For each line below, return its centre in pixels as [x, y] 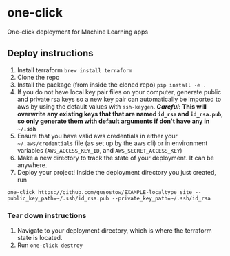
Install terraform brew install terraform [75, 70]
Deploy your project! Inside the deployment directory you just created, [117, 172]
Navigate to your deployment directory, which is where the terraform [114, 231]
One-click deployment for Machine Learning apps [78, 32]
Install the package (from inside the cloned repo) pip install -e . [112, 85]
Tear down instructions [47, 215]
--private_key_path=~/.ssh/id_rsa [161, 198]
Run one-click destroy [50, 245]
